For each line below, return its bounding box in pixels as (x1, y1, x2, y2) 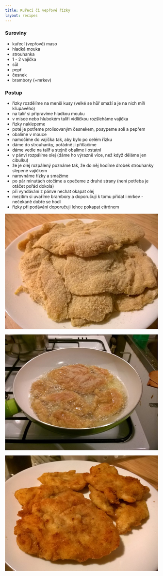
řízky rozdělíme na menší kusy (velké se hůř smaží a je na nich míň (12, 100, 146, 106)
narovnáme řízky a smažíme (12, 173, 69, 179)
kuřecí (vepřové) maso (12, 40, 57, 46)
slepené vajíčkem (12, 168, 48, 174)
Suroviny (5, 30, 27, 37)
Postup (5, 89, 23, 96)
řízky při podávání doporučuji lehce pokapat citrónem (12, 204, 119, 210)
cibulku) (12, 158, 29, 163)
